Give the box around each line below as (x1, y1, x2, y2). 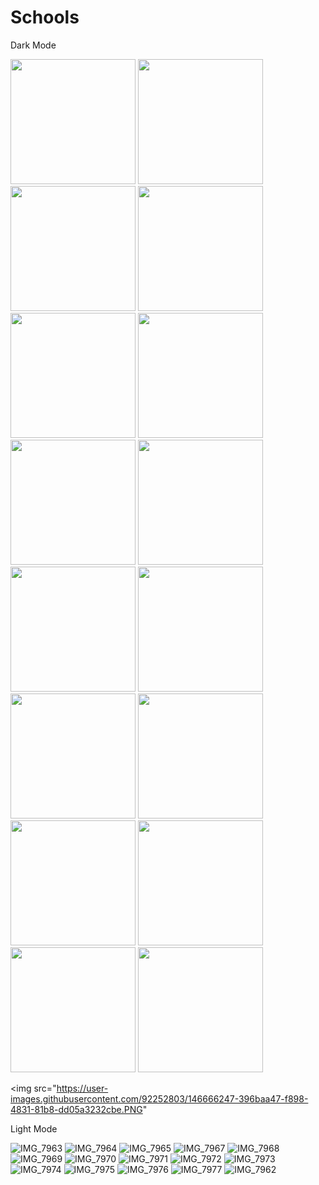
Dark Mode (10, 39, 57, 51)
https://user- (56, 1082, 109, 1094)
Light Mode (10, 1122, 58, 1135)
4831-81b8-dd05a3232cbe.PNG (10, 1103, 143, 1115)
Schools (10, 6, 80, 29)
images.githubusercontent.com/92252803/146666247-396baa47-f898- (10, 1092, 309, 1105)
